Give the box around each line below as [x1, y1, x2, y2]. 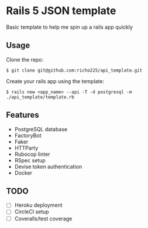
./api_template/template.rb [6, 94, 75, 100]
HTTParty [14, 144, 39, 151]
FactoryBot [14, 132, 42, 139]
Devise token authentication [14, 163, 82, 170]
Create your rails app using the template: [6, 77, 104, 84]
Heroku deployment [14, 202, 63, 209]
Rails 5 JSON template [6, 4, 116, 18]
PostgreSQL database [14, 125, 68, 132]
